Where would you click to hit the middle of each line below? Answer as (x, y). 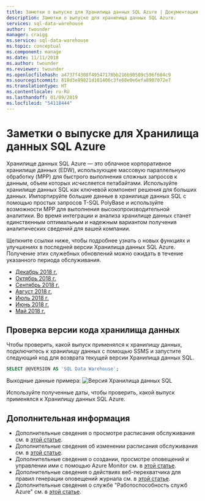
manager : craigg (27, 35)
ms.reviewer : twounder (35, 69)
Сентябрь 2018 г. (37, 285)
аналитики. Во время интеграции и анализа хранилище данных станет (99, 216)
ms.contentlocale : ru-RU (38, 92)
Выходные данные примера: (44, 381)
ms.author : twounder (33, 63)
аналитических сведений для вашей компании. (68, 228)
